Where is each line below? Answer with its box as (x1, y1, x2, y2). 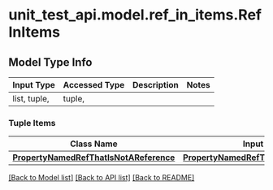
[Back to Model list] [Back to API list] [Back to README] (8, 173, 195, 183)
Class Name (70, 138, 118, 149)
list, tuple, (12, 93, 50, 104)
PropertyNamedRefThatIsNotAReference (12, 152, 175, 163)
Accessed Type (63, 80, 125, 90)
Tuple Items (8, 117, 56, 128)
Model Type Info (8, 55, 93, 69)
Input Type (12, 80, 55, 90)
